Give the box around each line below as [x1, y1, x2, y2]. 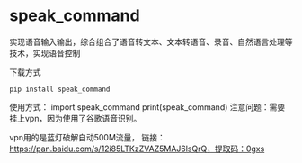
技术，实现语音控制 [9, 47, 81, 59]
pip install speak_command [9, 85, 111, 94]
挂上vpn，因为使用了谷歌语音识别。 [9, 113, 142, 123]
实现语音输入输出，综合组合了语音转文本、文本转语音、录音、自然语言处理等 [9, 36, 293, 47]
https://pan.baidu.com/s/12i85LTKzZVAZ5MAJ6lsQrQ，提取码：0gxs [9, 143, 265, 154]
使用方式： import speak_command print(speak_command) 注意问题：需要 [9, 101, 286, 113]
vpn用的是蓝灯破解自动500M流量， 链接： [9, 131, 166, 142]
